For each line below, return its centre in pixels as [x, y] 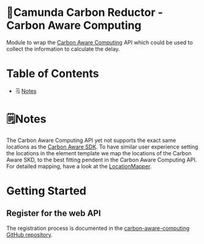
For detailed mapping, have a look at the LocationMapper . [79, 166]
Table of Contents [53, 74]
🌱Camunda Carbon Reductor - [85, 13]
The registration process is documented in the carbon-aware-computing [98, 228]
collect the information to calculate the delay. [63, 49]
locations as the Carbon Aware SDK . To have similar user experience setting [102, 147]
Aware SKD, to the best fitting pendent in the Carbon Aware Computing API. [102, 160]
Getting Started [47, 191]
